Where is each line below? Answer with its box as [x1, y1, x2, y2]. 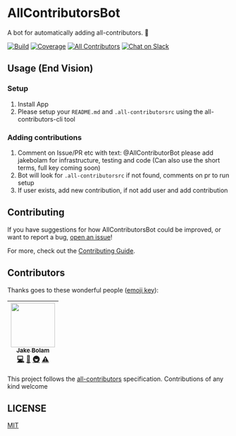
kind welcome [7, 382, 48, 390]
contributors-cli [17, 114, 63, 123]
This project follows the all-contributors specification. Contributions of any [7, 375, 224, 383]
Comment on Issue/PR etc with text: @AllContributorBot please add [17, 148, 213, 157]
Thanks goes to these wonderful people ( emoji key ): [7, 285, 159, 294]
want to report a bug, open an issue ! [7, 232, 113, 241]
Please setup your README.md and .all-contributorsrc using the [17, 107, 204, 116]
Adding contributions [7, 132, 82, 142]
